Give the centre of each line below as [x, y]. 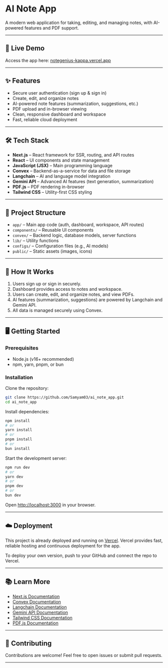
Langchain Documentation [39, 607]
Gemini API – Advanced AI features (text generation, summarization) [83, 182]
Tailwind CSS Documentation [42, 617]
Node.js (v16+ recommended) [43, 359]
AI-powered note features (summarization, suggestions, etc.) [75, 104]
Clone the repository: [27, 388]
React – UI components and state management [61, 160]
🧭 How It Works [29, 271]
